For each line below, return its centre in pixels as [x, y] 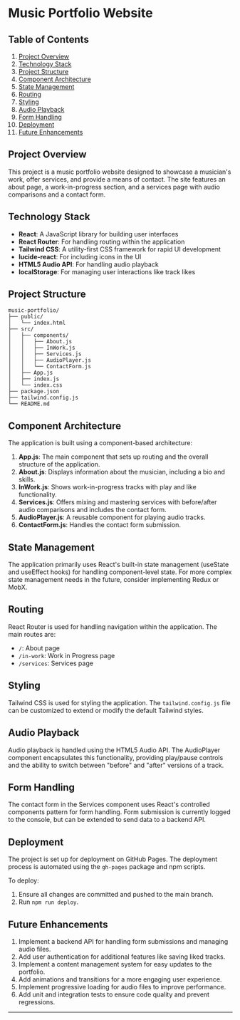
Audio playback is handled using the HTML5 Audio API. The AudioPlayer [114, 750]
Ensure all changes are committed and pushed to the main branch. [116, 895]
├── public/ [26, 317]
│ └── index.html [37, 323]
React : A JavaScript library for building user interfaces [98, 234]
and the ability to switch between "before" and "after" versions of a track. [116, 765]
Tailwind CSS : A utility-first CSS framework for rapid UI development [120, 249]
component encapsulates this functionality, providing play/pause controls [116, 757]
